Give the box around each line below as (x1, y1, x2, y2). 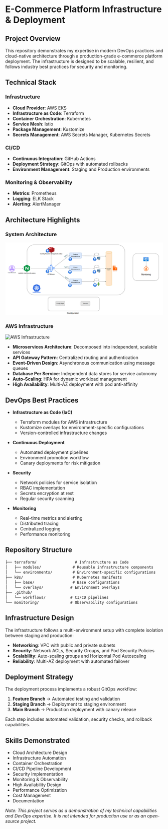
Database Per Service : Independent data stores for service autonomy (12, 371, 157, 377)
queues (12, 365, 29, 371)
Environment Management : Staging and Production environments (12, 166, 150, 172)
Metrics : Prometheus (12, 190, 57, 196)
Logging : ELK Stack (12, 195, 54, 202)
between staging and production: (5, 632, 74, 638)
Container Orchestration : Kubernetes (12, 115, 91, 121)
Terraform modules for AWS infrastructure (20, 419, 108, 425)
